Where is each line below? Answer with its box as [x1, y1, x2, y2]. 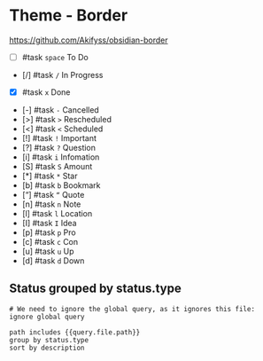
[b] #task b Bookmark [21, 180, 101, 191]
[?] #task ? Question [21, 143, 96, 153]
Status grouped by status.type [9, 281, 182, 296]
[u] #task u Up [21, 246, 74, 257]
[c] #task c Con [21, 237, 79, 247]
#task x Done [21, 87, 71, 98]
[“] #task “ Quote [21, 190, 85, 200]
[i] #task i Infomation [21, 152, 100, 162]
